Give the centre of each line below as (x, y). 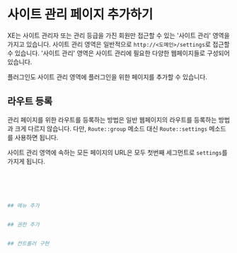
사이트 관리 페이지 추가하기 (80, 14)
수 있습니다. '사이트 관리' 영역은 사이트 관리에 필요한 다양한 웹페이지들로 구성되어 (118, 53)
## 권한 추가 (24, 224)
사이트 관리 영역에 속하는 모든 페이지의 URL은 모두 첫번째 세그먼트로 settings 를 (117, 152)
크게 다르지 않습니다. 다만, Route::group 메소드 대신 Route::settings (111, 129)
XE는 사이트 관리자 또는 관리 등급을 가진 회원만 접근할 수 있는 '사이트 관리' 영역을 (118, 35)
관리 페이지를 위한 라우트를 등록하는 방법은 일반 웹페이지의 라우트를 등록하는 (112, 119)
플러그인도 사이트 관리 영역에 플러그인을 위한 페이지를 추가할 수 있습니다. (107, 77)
